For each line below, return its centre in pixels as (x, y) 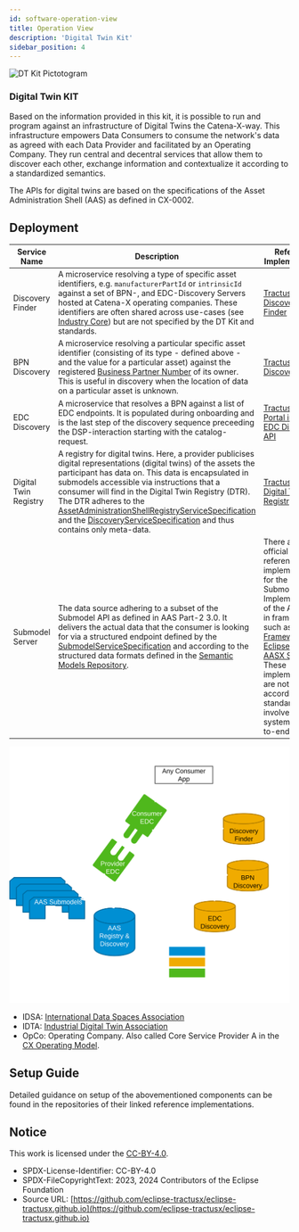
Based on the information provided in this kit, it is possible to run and (135, 116)
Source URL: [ (48, 1199)
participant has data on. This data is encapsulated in (153, 472)
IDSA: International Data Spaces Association (103, 1016)
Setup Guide (44, 1074)
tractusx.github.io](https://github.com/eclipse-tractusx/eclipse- (138, 1209)
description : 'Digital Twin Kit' (71, 37)
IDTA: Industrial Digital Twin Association (95, 1026)
